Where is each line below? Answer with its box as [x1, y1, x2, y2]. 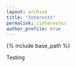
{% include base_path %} [6, 42, 71, 49]
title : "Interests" [6, 14, 56, 21]
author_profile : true [6, 25, 61, 32]
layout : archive [6, 8, 47, 15]
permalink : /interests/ [6, 20, 67, 26]
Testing [6, 54, 26, 61]
